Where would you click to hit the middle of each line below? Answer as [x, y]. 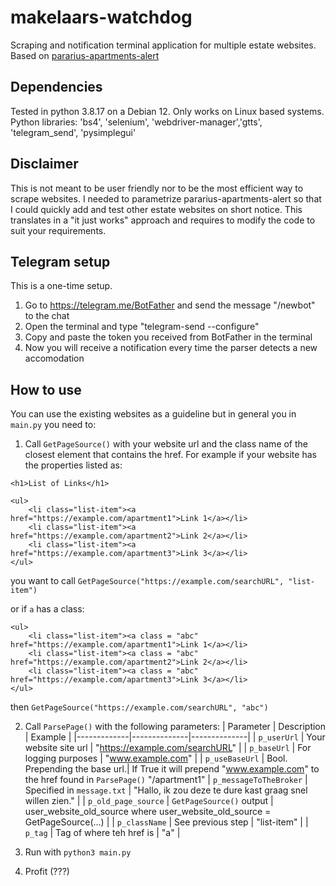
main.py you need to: [53, 425]
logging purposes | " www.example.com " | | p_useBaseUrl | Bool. [156, 758]
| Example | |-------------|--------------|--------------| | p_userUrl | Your [175, 737]
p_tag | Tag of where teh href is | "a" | [102, 833]
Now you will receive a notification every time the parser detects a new [171, 348]
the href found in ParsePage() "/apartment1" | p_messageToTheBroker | [166, 780]
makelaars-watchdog [101, 17]
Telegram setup [60, 261]
